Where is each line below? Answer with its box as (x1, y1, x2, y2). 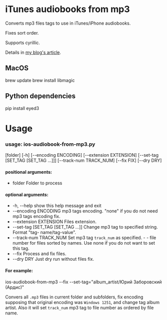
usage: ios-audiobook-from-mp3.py (5, 141, 95, 148)
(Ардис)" (5, 284, 24, 290)
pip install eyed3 (5, 105, 39, 111)
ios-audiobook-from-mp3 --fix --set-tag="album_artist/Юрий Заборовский (5, 279, 162, 285)
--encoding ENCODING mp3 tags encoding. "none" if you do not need (12, 208, 158, 214)
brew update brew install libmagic (5, 77, 75, 83)
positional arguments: (5, 169, 52, 175)
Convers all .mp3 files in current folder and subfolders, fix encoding (5, 294, 144, 300)
